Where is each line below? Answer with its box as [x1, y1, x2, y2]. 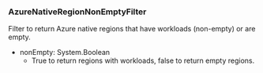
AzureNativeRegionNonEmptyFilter [8, 6, 147, 17]
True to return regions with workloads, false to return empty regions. [31, 56, 255, 65]
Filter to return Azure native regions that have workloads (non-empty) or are [8, 24, 256, 34]
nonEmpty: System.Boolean [19, 48, 111, 57]
